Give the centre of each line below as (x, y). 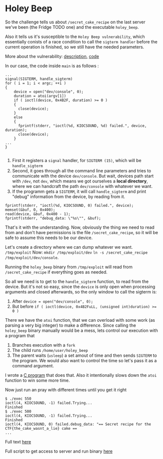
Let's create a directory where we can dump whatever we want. (69, 247)
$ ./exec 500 (18, 411)
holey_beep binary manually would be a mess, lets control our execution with (81, 330)
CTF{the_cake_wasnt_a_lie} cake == (41, 428)
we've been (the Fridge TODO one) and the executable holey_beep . (72, 27)
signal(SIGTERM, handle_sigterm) (39, 79)
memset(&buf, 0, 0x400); (30, 210)
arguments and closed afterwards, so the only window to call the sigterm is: (81, 292)
